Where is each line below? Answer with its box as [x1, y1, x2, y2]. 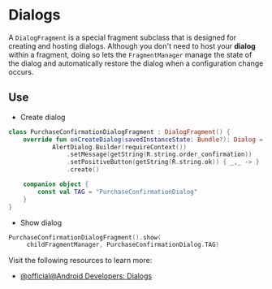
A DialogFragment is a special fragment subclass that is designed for [8, 32, 237, 42]
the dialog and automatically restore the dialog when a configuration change [8, 58, 264, 68]
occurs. [8, 67, 34, 76]
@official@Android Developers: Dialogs [19, 271, 153, 281]
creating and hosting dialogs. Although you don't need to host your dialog [8, 41, 256, 50]
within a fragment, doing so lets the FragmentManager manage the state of [8, 50, 253, 59]
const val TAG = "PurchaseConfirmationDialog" [37, 188, 198, 196]
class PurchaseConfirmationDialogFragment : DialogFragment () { [8, 127, 231, 136]
